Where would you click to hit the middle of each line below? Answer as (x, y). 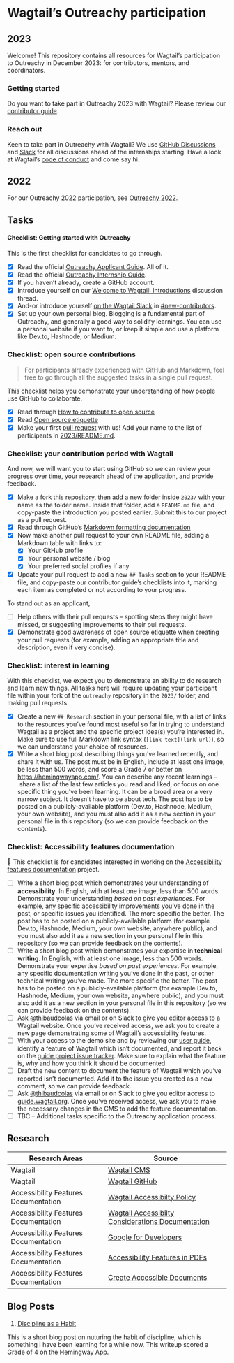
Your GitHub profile (55, 551)
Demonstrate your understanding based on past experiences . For (111, 898)
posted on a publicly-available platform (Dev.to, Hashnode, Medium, (115, 807)
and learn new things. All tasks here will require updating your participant (112, 688)
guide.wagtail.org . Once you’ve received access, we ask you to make (117, 1101)
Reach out (25, 129)
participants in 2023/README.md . (67, 435)
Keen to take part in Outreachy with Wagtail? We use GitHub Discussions (111, 144)
